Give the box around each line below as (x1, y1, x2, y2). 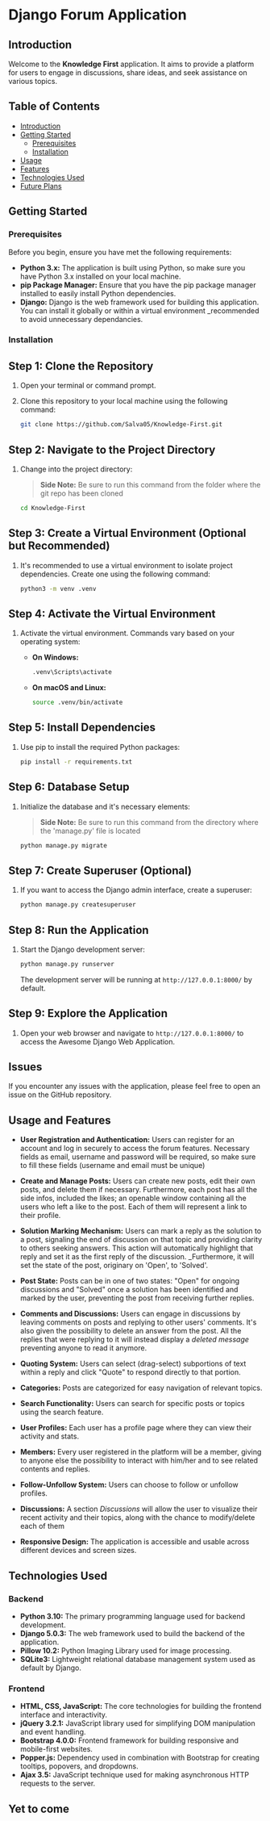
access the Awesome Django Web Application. (19, 1036, 176, 1046)
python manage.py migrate (19, 841, 107, 849)
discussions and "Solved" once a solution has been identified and (19, 1285, 239, 1295)
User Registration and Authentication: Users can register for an (19, 1135, 235, 1145)
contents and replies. (19, 1464, 90, 1474)
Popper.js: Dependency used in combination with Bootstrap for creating (19, 1753, 260, 1763)
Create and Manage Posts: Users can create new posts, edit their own (19, 1176, 255, 1186)
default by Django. (19, 1663, 82, 1672)
